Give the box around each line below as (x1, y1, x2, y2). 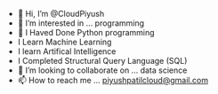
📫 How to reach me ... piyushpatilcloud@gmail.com (17, 75, 209, 85)
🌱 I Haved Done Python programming (17, 27, 155, 37)
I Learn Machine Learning (17, 36, 112, 47)
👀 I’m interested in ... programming (17, 18, 145, 28)
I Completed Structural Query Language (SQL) (17, 56, 188, 66)
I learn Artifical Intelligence (17, 46, 117, 57)
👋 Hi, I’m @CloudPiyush (17, 9, 105, 19)
